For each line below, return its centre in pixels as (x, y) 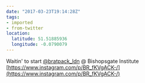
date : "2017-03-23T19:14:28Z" (43, 11)
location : (18, 34)
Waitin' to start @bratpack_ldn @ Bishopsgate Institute (72, 61)
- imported (20, 22)
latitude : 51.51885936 (39, 39)
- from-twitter (25, 28)
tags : (13, 17)
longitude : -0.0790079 (39, 45)
